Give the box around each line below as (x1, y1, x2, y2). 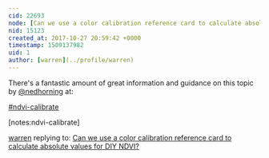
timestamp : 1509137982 (8, 41, 84, 49)
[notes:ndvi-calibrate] (8, 117, 80, 127)
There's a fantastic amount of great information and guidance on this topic (8, 77, 254, 88)
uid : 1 (8, 49, 30, 57)
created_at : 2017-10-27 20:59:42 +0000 (8, 34, 142, 42)
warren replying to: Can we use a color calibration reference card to (8, 132, 232, 142)
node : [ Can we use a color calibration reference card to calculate (8, 19, 242, 27)
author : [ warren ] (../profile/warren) (8, 57, 134, 65)
